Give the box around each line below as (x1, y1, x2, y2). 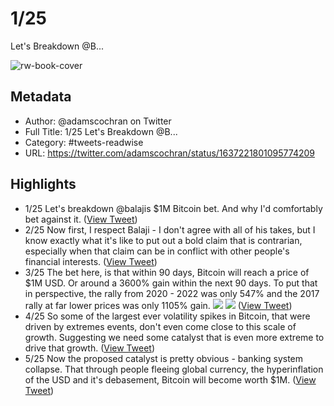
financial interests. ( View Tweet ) (24, 255, 158, 267)
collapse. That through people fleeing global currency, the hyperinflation (24, 363, 324, 375)
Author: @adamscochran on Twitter (24, 115, 172, 127)
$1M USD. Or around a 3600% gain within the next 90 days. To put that (24, 277, 318, 289)
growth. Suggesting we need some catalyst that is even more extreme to (24, 331, 325, 343)
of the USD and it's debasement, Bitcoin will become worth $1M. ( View (24, 373, 317, 386)
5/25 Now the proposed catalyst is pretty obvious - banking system (24, 352, 304, 364)
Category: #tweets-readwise (24, 136, 144, 148)
